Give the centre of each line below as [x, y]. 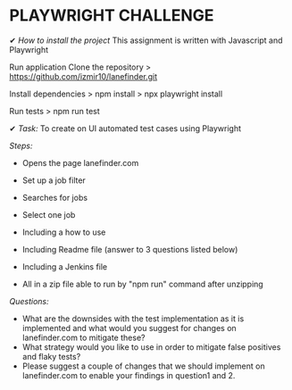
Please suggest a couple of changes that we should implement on [143, 366]
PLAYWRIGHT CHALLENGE [112, 16]
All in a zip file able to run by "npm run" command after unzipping [142, 284]
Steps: [21, 145]
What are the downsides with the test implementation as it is [133, 319]
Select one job [49, 214]
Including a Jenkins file [65, 266]
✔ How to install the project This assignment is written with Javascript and [146, 40]
